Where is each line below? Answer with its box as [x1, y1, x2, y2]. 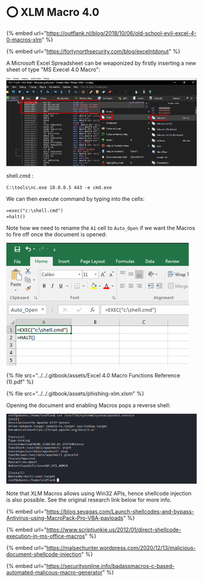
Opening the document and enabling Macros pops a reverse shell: [6, 401, 171, 409]
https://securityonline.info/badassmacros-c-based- [46, 563, 175, 570]
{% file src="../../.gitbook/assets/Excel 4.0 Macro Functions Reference [6, 371, 181, 379]
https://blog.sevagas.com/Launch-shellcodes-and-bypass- [46, 508, 195, 515]
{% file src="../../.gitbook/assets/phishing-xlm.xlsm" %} [6, 390, 144, 397]
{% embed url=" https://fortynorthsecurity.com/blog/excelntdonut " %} [6, 47, 181, 55]
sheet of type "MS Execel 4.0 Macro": [6, 65, 101, 73]
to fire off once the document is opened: [6, 231, 107, 238]
